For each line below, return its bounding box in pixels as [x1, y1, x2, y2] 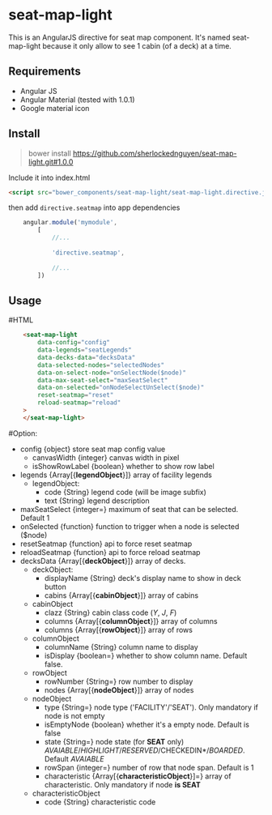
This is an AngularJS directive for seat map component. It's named [8, 32, 231, 42]
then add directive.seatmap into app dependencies [8, 203, 181, 212]
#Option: [8, 428, 38, 438]
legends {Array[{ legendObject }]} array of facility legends [19, 470, 213, 480]
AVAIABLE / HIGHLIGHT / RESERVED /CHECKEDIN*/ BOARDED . [44, 745, 245, 755]
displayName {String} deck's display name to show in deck [44, 573, 241, 582]
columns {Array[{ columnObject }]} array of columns [44, 616, 218, 625]
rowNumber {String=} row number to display [44, 676, 193, 686]
